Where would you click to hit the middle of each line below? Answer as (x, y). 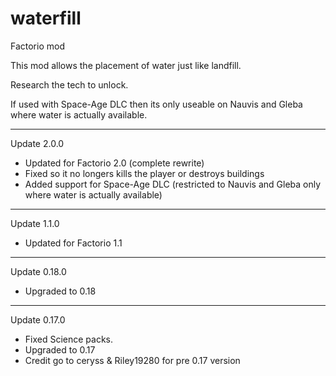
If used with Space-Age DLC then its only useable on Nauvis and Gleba (156, 104)
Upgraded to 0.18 (60, 291)
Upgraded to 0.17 (60, 349)
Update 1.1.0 (35, 223)
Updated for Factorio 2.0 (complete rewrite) (114, 163)
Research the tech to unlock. (69, 84)
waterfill (46, 18)
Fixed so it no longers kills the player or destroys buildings (144, 173)
